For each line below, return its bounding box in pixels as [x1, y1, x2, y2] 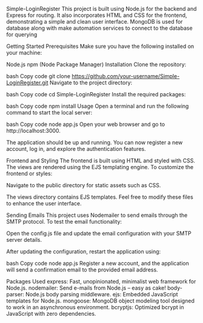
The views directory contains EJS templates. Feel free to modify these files [6, 193, 194, 201]
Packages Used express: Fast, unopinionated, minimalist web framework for [6, 278, 196, 285]
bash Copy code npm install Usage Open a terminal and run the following [6, 102, 189, 110]
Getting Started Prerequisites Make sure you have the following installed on [6, 42, 195, 50]
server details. [6, 236, 42, 243]
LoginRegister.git [6, 79, 48, 86]
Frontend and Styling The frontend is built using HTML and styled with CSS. [6, 157, 196, 164]
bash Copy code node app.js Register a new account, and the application [6, 260, 189, 267]
